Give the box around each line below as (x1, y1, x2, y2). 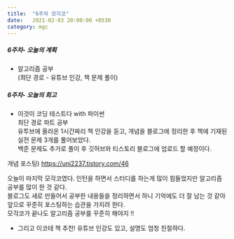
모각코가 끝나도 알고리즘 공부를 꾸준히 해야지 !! (7, 209, 135, 217)
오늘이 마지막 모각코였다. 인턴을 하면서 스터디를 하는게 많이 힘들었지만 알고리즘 (7, 174, 223, 182)
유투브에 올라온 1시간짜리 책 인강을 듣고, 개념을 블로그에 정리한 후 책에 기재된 (17, 127, 228, 136)
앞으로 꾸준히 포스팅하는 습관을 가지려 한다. (7, 201, 125, 209)
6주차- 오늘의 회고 (7, 90, 57, 99)
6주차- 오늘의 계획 (7, 45, 57, 54)
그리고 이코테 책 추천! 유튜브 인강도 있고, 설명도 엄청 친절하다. (17, 224, 186, 233)
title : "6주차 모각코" (7, 10, 69, 17)
